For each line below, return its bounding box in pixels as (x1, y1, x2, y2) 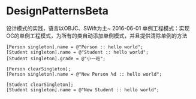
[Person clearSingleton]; (6, 66, 71, 72)
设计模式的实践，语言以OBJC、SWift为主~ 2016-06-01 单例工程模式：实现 (6, 24, 190, 32)
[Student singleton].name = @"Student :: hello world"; (6, 49, 149, 55)
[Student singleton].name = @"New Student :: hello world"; (6, 86, 160, 93)
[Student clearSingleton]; (6, 82, 74, 88)
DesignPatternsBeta (6, 4, 109, 18)
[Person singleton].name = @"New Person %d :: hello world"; (6, 71, 162, 77)
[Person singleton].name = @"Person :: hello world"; (6, 44, 144, 50)
